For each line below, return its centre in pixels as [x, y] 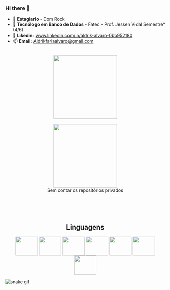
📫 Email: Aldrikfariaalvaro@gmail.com [53, 41]
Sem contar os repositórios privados [85, 190]
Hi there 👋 [18, 8]
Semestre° [154, 24]
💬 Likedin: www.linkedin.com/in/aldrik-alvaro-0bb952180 [73, 36]
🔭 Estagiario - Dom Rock [39, 19]
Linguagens [85, 227]
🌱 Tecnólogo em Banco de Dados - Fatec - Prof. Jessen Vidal [77, 24]
